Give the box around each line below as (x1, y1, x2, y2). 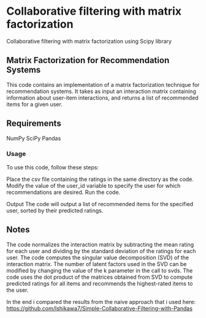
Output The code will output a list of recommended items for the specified (6, 200, 194, 207)
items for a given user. (6, 100, 63, 108)
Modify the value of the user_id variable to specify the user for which (6, 182, 181, 189)
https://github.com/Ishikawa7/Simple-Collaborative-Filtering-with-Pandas (6, 305, 193, 312)
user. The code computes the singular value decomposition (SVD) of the (6, 254, 189, 261)
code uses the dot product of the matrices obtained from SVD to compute (6, 273, 193, 281)
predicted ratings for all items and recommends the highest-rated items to (6, 279, 193, 287)
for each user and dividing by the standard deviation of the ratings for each (6, 247, 196, 254)
